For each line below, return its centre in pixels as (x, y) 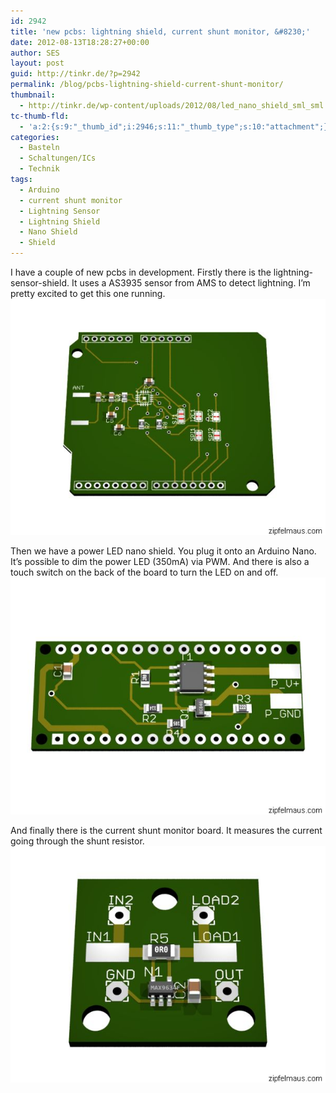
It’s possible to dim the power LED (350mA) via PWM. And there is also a (160, 562)
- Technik (39, 169)
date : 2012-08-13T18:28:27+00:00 (80, 42)
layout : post (37, 63)
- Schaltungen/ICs (58, 158)
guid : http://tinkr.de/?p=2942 (75, 74)
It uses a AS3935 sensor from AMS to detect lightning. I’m (191, 283)
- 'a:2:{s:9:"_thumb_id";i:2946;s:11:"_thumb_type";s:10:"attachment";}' (176, 126)
